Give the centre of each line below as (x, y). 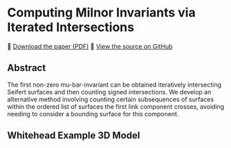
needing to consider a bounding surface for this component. (93, 114)
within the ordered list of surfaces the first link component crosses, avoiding (116, 106)
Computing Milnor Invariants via (101, 13)
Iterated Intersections (71, 27)
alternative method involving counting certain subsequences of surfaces (111, 99)
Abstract (27, 68)
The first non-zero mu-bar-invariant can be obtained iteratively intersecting (114, 85)
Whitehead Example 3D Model (74, 136)
